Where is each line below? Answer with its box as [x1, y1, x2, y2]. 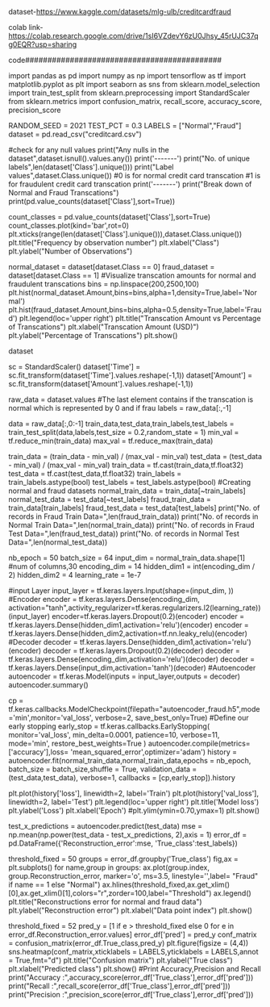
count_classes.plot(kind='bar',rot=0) [8, 221, 130, 230]
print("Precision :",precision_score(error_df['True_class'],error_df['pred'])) [8, 990, 254, 999]
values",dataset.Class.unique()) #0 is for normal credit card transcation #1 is [8, 171, 261, 180]
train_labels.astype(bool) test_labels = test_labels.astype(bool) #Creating [8, 478, 251, 487]
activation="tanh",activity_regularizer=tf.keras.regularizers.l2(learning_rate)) [8, 603, 261, 612]
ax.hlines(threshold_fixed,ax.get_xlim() [102, 880, 230, 889]
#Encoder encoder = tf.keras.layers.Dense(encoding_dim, [8, 595, 200, 604]
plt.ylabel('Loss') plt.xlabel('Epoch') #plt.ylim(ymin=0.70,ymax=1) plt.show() [8, 806, 260, 815]
